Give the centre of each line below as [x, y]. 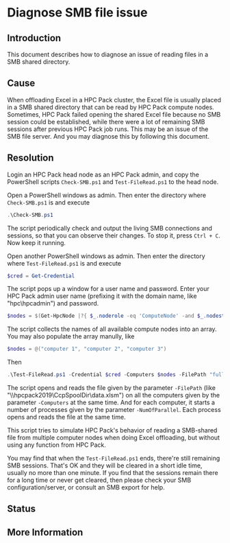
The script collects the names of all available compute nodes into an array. [112, 329]
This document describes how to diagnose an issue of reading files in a [108, 54]
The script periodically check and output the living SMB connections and [110, 228]
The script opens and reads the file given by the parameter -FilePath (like [111, 388]
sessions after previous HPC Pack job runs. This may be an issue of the [108, 129]
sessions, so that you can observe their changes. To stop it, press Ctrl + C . [114, 235]
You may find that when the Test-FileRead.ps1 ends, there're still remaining [114, 458]
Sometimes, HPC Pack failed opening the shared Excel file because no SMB [114, 114]
